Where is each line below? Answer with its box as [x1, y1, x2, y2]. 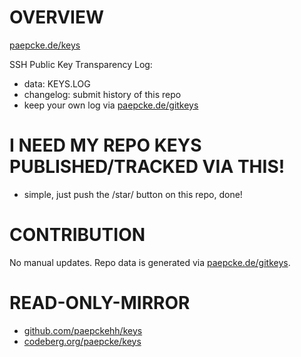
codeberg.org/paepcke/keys [23, 335, 142, 347]
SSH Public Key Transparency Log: [9, 58, 153, 70]
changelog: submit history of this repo [23, 88, 182, 100]
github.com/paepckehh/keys [23, 324, 143, 336]
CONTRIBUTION [9, 224, 146, 246]
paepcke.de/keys [9, 39, 81, 51]
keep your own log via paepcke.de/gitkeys [23, 99, 199, 111]
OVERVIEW [9, 6, 105, 29]
